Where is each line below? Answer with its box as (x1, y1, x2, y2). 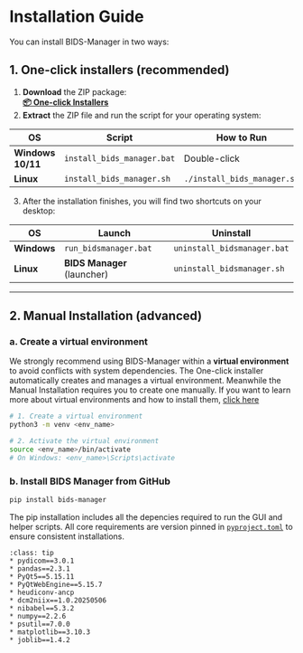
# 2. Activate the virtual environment (9, 437, 160, 446)
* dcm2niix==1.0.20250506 (9, 595, 106, 605)
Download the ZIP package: (22, 86, 127, 97)
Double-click (183, 152, 241, 165)
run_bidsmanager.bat (64, 242, 152, 253)
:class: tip (9, 548, 54, 557)
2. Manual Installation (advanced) (9, 308, 203, 324)
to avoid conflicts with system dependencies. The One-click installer (9, 365, 264, 376)
